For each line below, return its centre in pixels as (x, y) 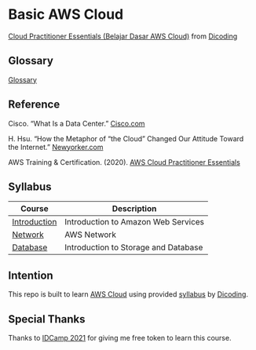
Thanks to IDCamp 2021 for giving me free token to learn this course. (120, 338)
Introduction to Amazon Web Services (134, 222)
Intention (31, 275)
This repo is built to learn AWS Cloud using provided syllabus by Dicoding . (128, 294)
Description (134, 209)
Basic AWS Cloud (66, 15)
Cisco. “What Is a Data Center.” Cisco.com (77, 123)
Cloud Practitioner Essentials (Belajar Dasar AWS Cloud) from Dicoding (123, 36)
